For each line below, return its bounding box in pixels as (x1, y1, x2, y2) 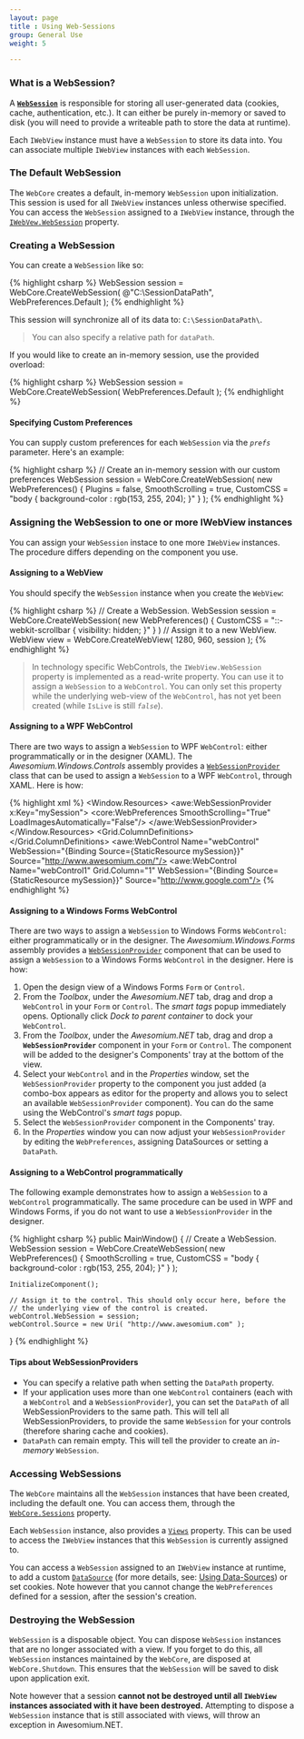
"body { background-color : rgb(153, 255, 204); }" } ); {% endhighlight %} (9, 493, 284, 505)
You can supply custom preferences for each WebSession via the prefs (9, 437, 270, 448)
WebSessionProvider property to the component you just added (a (22, 1079, 267, 1090)
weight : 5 (9, 38, 47, 48)
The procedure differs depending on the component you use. (9, 547, 239, 558)
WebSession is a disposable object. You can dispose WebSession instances (9, 1634, 281, 1645)
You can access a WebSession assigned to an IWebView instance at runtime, (9, 1562, 287, 1573)
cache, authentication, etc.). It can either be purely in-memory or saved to (9, 106, 286, 118)
